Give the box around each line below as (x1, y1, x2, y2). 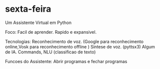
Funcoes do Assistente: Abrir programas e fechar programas (5, 58, 127, 64)
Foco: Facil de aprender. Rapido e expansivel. (5, 29, 97, 35)
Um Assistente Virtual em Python (5, 20, 72, 25)
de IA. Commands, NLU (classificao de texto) (5, 49, 96, 55)
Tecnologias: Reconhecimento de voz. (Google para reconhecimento (5, 38, 144, 45)
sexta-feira (5, 3, 51, 15)
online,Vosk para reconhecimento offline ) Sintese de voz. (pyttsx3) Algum (5, 44, 155, 49)
